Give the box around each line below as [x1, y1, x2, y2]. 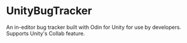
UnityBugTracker [6, 4, 92, 18]
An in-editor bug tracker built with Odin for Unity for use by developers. [6, 24, 182, 31]
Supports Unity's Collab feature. [6, 29, 85, 37]
